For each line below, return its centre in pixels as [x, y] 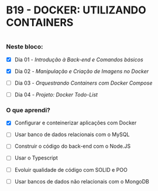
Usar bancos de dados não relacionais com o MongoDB [82, 181]
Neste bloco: [25, 47]
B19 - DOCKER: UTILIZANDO [76, 10]
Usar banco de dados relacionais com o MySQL [72, 134]
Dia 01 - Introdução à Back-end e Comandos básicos [79, 60]
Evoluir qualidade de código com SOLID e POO [71, 169]
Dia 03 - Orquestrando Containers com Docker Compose [83, 83]
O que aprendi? [28, 110]
